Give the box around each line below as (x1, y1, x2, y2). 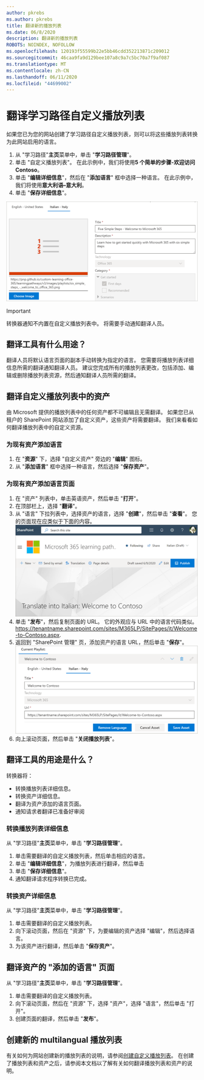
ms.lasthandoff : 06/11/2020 (6, 74, 78, 80)
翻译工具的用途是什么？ (6, 754, 94, 765)
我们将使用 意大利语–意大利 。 (15, 181, 87, 189)
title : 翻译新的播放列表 (6, 23, 62, 29)
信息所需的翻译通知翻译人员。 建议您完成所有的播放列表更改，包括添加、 (6, 364, 189, 371)
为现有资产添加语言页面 (6, 479, 75, 488)
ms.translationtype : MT (6, 61, 67, 67)
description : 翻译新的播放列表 (6, 35, 78, 42)
